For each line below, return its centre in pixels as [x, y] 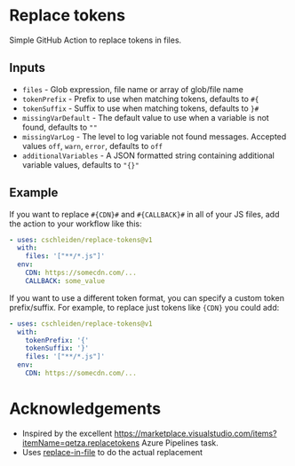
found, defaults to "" [60, 127]
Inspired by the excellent [67, 433]
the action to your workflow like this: [76, 224]
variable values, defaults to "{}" [80, 164]
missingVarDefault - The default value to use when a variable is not [145, 117]
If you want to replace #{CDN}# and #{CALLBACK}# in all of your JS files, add [144, 214]
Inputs [28, 68]
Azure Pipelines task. [180, 442]
